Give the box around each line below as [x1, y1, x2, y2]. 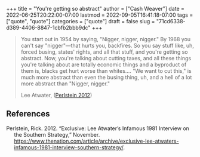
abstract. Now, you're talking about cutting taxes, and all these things [20, 55, 192, 61]
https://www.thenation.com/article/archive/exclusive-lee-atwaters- [14, 137, 179, 144]
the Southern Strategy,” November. [14, 131, 100, 138]
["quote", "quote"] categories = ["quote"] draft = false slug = [6, 18, 155, 24]
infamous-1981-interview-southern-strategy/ [14, 143, 124, 151]
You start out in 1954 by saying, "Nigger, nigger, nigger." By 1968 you [20, 36, 191, 42]
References [6, 109, 50, 119]
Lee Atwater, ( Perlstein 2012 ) [20, 92, 93, 98]
